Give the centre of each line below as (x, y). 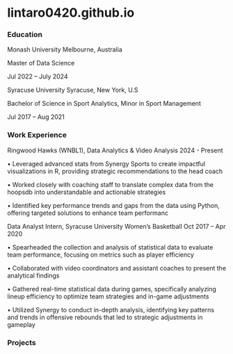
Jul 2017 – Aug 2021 (36, 117)
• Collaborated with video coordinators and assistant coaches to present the (117, 268)
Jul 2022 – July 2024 (38, 77)
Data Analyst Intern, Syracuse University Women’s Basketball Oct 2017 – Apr (116, 226)
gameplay (22, 324)
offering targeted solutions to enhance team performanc (88, 213)
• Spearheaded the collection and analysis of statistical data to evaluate (110, 247)
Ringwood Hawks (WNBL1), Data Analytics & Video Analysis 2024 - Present (115, 150)
